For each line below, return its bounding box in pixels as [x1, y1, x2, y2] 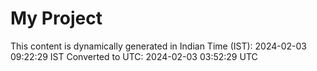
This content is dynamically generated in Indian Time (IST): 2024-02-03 [10, 40, 307, 52]
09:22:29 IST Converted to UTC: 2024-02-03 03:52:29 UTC [10, 50, 258, 62]
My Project [10, 7, 103, 30]
